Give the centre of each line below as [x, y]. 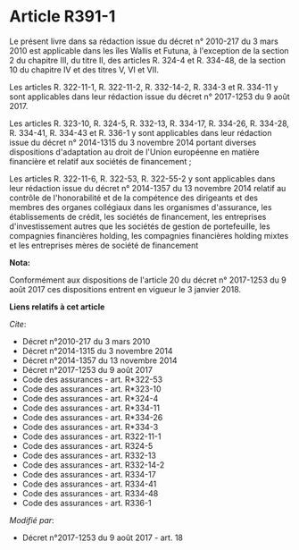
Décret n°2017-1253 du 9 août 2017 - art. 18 [102, 537]
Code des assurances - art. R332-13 [89, 455]
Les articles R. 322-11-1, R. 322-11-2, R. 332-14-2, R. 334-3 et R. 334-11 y [144, 87]
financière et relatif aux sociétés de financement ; [100, 161]
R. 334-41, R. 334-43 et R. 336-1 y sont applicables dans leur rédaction [141, 132]
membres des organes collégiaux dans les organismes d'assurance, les [141, 207]
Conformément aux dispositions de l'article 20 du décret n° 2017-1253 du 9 [148, 280]
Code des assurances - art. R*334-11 [91, 408]
